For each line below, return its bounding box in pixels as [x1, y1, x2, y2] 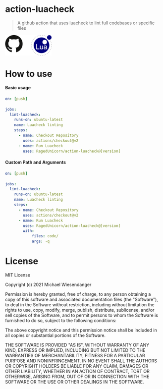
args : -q [31, 239, 50, 244]
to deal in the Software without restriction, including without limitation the [5, 301, 155, 308]
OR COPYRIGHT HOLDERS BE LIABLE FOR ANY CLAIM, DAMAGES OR [5, 363, 149, 369]
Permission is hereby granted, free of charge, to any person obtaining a [5, 291, 151, 297]
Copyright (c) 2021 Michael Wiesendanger [5, 281, 92, 287]
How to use [5, 68, 53, 79]
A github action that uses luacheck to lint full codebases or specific [17, 20, 155, 26]
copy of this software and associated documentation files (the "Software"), [5, 296, 159, 302]
